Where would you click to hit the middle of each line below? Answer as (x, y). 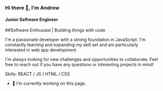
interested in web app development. (41, 50)
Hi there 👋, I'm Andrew (32, 8)
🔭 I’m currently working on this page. (49, 83)
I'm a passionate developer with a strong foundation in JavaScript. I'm (75, 40)
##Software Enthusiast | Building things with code (55, 30)
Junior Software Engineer (32, 19)
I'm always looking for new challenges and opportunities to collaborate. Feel (82, 59)
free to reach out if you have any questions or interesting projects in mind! (79, 65)
